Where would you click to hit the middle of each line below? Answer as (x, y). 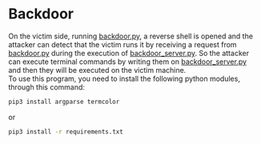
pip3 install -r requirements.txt (66, 132)
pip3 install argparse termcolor (64, 102)
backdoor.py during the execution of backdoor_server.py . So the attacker (129, 53)
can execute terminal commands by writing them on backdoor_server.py (127, 62)
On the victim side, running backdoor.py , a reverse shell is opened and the (131, 36)
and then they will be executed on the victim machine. (97, 70)
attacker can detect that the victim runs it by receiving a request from (123, 44)
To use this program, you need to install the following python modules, (124, 78)
